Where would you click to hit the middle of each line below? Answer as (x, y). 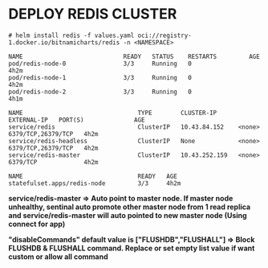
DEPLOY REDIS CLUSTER (93, 14)
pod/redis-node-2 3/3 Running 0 (100, 92)
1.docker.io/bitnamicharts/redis (64, 42)
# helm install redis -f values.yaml (71, 35)
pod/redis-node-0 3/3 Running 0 (100, 64)
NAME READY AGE (93, 176)
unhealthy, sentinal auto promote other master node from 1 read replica (130, 207)
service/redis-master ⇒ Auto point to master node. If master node (121, 198)
